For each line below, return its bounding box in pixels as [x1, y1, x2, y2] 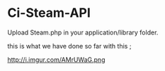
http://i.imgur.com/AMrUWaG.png [7, 55, 106, 64]
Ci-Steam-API [7, 5, 91, 21]
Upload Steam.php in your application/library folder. [7, 28, 159, 37]
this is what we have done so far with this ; [7, 41, 132, 50]
